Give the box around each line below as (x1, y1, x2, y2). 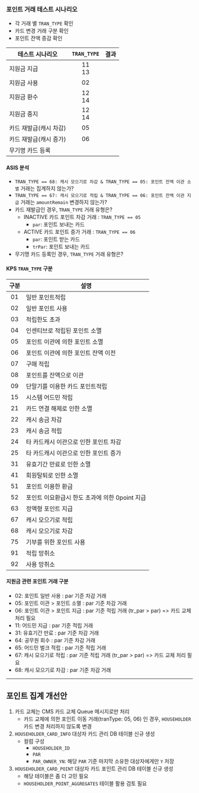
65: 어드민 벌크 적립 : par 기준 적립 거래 (14, 644, 107, 651)
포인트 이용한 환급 (25, 482, 73, 490)
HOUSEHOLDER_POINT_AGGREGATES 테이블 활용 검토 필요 (23, 779, 147, 787)
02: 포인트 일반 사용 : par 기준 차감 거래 (14, 592, 107, 599)
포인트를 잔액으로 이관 (25, 371, 84, 379)
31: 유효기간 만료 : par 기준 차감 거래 (14, 629, 99, 636)
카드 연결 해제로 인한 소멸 (25, 404, 93, 413)
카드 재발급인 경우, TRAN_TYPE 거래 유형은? (14, 206, 113, 213)
